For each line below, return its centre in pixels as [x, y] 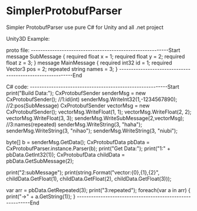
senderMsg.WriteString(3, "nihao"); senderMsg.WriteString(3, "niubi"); [92, 131]
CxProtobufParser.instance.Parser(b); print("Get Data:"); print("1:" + [88, 148]
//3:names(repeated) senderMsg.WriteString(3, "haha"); [74, 124]
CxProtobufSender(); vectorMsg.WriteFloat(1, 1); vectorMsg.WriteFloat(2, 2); [99, 112]
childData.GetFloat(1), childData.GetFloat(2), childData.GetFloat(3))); [89, 178]
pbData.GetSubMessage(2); [40, 161]
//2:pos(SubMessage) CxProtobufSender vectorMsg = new [78, 105]
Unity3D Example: [28, 38]
